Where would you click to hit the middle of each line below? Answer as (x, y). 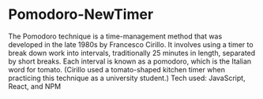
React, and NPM (35, 86)
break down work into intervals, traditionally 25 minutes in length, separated (132, 53)
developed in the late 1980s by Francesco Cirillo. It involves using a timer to (131, 44)
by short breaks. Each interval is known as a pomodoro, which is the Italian (130, 61)
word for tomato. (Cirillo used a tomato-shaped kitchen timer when (117, 69)
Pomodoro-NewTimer (81, 15)
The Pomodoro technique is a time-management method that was (115, 36)
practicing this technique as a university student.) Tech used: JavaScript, (127, 78)
